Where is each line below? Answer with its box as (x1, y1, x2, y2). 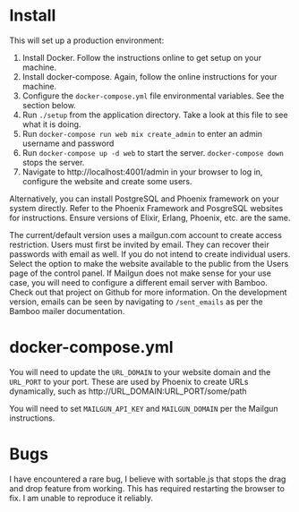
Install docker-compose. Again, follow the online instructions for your (21, 71, 278, 81)
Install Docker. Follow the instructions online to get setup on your (21, 52, 262, 63)
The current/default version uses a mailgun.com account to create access (9, 229, 282, 240)
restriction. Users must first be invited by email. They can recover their (9, 239, 270, 250)
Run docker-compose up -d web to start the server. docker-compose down (21, 147, 284, 158)
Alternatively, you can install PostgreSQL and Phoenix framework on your (9, 193, 280, 204)
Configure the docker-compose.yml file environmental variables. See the (21, 90, 285, 101)
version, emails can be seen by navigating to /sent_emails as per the (9, 296, 263, 307)
